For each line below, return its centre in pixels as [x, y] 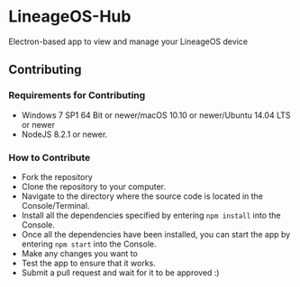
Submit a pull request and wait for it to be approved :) [120, 273]
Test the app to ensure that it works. [89, 263]
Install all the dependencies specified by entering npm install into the [151, 215]
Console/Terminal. [55, 205]
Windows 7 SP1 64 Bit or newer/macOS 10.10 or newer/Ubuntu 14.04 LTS [156, 115]
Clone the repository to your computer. [94, 186]
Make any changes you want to [80, 253]
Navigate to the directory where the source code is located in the [142, 196]
